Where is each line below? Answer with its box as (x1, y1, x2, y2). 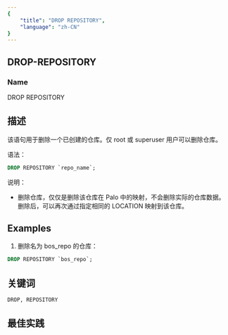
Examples (7, 222, 51, 234)
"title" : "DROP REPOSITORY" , (20, 17, 106, 24)
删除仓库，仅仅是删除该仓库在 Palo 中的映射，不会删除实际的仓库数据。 (17, 193, 225, 201)
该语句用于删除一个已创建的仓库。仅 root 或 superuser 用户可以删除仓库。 (7, 135, 222, 144)
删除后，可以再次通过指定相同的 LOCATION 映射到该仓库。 (17, 201, 189, 210)
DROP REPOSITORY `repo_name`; (7, 164, 96, 171)
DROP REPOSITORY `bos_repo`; (7, 256, 93, 263)
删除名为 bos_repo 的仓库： (17, 242, 99, 251)
